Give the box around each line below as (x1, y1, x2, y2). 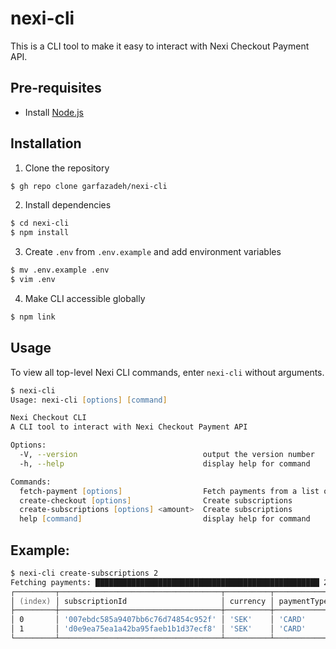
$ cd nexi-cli (10, 218, 70, 229)
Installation (10, 135, 82, 152)
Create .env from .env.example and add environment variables (24, 246, 282, 258)
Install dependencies (24, 199, 112, 211)
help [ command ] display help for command (19, 514, 311, 524)
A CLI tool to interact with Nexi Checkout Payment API (10, 422, 248, 432)
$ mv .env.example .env (10, 265, 110, 276)
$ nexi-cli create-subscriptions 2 (10, 568, 159, 578)
